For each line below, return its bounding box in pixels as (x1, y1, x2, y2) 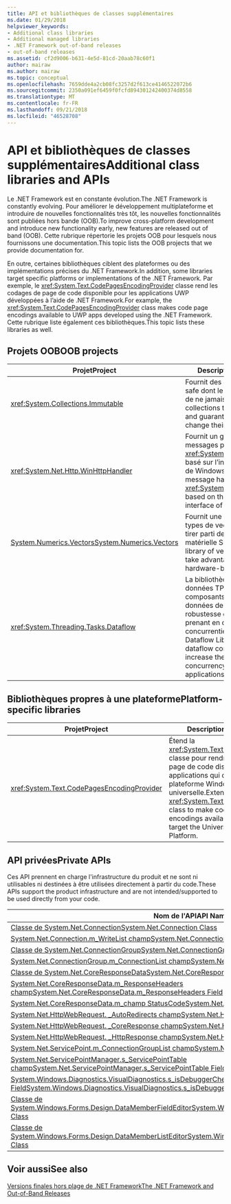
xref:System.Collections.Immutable (10, 399, 124, 408)
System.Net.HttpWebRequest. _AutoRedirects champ (10, 1010, 181, 1019)
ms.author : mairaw (7, 68, 60, 75)
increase (185, 653, 213, 662)
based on (185, 492, 215, 502)
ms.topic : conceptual (7, 74, 69, 81)
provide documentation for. (7, 246, 85, 254)
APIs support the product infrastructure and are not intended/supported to (7, 887, 218, 896)
